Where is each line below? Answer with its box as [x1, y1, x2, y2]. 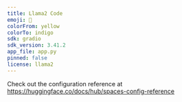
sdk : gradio [7, 36, 41, 42]
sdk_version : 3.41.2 [7, 42, 67, 49]
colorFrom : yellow [7, 23, 60, 29]
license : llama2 [7, 61, 54, 68]
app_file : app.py [7, 49, 57, 55]
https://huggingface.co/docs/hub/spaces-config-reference [7, 87, 175, 95]
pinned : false [7, 55, 48, 62]
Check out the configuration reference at [7, 79, 123, 88]
